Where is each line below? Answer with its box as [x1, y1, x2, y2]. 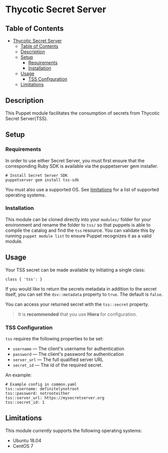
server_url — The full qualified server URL [12, 356, 104, 363]
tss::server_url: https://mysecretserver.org [5, 395, 104, 401]
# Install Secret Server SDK [5, 173, 68, 178]
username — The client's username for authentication [12, 346, 124, 352]
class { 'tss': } [5, 277, 43, 282]
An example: [5, 372, 32, 378]
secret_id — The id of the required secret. [12, 361, 103, 368]
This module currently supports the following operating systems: [5, 427, 142, 433]
